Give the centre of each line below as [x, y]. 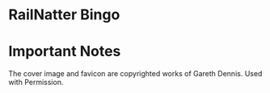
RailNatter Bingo [64, 15]
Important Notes [65, 52]
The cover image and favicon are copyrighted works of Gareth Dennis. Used [135, 74]
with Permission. [36, 83]
